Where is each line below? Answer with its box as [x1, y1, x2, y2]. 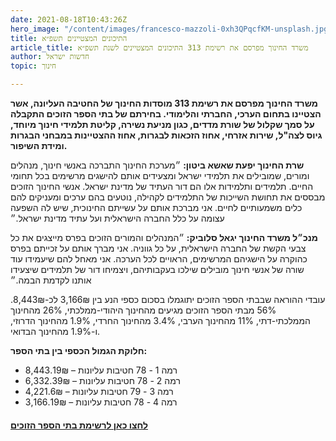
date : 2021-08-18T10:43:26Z [10, 14, 128, 25]
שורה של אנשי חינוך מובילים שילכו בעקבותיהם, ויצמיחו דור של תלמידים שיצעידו [10, 264, 305, 275]
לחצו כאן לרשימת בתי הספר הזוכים [10, 419, 148, 431]
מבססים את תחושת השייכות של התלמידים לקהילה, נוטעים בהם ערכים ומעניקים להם [10, 191, 326, 203]
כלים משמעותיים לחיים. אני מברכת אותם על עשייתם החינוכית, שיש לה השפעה [10, 202, 303, 213]
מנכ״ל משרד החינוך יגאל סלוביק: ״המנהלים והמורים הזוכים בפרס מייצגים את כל [10, 232, 319, 243]
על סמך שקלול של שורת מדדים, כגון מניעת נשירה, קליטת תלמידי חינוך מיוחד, [10, 119, 315, 130]
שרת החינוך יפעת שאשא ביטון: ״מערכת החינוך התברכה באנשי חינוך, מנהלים [10, 159, 305, 171]
